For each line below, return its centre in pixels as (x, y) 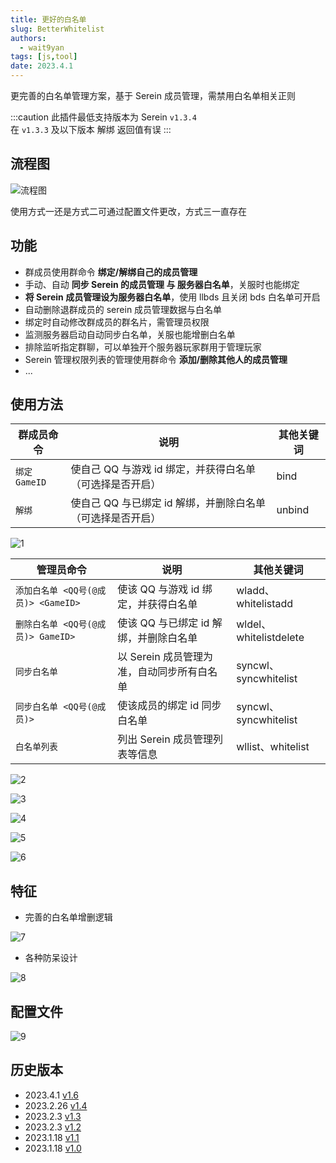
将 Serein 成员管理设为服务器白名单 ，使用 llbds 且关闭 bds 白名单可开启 (172, 297)
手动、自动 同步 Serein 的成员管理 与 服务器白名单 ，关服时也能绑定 (162, 284)
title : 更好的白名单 (48, 19)
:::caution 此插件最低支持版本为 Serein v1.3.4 (103, 117)
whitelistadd (265, 604)
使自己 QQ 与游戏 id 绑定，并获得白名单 (163, 469)
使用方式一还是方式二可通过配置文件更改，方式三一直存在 (128, 211)
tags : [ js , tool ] (44, 57)
